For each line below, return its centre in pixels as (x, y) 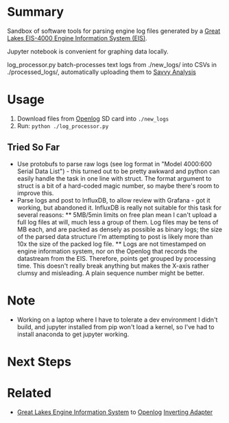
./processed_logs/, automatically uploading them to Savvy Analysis (102, 72)
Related (29, 393)
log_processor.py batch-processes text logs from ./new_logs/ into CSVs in (112, 64)
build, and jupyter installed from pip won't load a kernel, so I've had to (116, 326)
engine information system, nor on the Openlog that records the (107, 251)
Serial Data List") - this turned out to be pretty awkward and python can (118, 171)
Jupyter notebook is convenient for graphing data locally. (88, 51)
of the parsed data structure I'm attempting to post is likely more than (115, 236)
